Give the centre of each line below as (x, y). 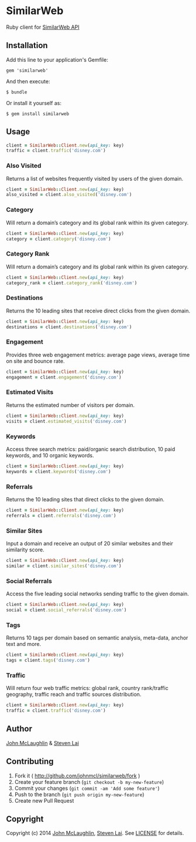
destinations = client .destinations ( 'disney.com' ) (69, 327)
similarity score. (25, 550)
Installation (27, 46)
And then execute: (28, 81)
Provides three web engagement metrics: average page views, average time (98, 355)
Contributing (30, 762)
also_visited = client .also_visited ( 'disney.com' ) (69, 195)
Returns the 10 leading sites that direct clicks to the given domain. (85, 499)
